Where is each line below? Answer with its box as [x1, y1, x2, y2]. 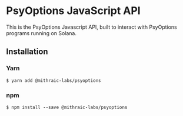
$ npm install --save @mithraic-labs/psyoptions [6, 104, 128, 110]
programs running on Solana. [6, 29, 76, 36]
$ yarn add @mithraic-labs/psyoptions [6, 77, 101, 83]
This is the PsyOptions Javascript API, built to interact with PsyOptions [6, 23, 178, 30]
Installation [6, 47, 48, 57]
